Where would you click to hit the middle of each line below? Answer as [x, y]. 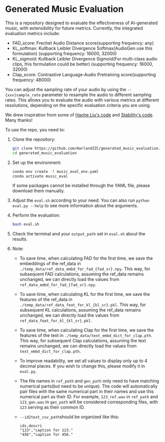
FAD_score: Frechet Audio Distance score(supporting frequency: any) [83, 43]
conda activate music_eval [40, 176]
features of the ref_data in [46, 300]
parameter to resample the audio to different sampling [97, 95]
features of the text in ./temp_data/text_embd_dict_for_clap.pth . [86, 335]
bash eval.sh [26, 224]
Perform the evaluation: [36, 215]
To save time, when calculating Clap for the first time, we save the [87, 330]
